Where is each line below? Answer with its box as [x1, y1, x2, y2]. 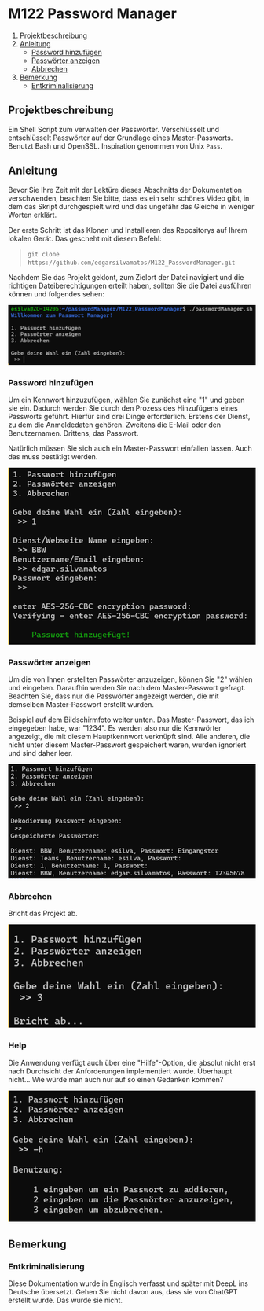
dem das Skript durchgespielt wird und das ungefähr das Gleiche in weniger [8, 201, 255, 211]
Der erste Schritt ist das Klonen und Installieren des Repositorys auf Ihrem [8, 225, 247, 234]
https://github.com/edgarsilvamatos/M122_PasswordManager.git [27, 259, 236, 267]
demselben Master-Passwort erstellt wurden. [8, 700, 155, 709]
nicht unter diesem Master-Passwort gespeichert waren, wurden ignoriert [8, 740, 247, 749]
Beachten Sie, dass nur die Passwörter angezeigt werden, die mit [8, 691, 219, 701]
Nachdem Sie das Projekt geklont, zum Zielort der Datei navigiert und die [8, 272, 244, 282]
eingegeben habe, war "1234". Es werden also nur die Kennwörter [8, 724, 222, 733]
